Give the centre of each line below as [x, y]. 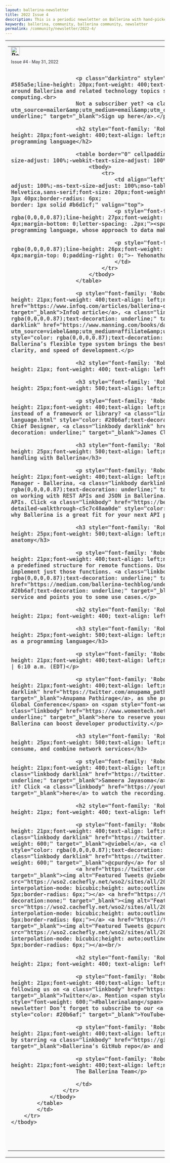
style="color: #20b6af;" [48, 1015]
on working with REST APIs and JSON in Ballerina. [89, 496]
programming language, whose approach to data [82, 230]
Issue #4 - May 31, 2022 [35, 62]
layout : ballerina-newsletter [37, 10]
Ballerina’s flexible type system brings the [81, 344]
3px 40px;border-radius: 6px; [56, 199]
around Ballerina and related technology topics [86, 91]
